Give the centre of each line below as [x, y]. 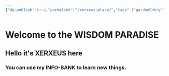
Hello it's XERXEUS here [44, 53]
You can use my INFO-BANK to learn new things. [66, 67]
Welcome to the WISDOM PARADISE [82, 34]
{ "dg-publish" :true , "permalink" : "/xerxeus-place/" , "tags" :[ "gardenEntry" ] [85, 10]
